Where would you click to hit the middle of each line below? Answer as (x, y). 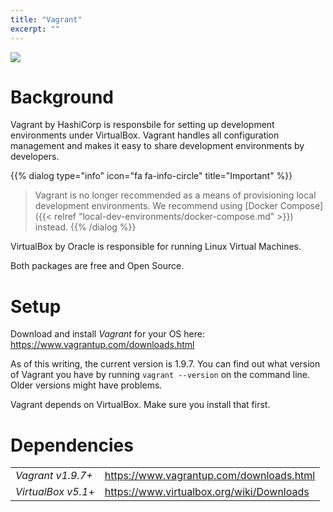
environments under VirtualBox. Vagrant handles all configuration (145, 135)
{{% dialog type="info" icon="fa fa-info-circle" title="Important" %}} (151, 176)
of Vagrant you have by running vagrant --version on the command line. (160, 375)
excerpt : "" (35, 29)
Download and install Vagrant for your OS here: (107, 334)
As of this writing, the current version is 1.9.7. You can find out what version (165, 364)
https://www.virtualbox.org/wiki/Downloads (207, 492)
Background (62, 97)
